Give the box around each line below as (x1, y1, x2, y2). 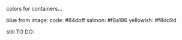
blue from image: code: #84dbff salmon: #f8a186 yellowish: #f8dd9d (6, 17, 177, 23)
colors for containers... (6, 5, 62, 12)
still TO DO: (6, 28, 35, 35)
